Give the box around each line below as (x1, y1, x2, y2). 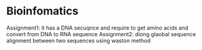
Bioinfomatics (6, 4, 78, 18)
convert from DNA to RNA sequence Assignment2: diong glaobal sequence (6, 30, 196, 37)
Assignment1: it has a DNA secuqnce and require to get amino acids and (6, 24, 189, 31)
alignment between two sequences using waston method (6, 37, 151, 44)
